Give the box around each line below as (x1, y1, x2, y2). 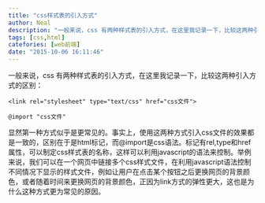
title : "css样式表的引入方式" (8, 11, 99, 20)
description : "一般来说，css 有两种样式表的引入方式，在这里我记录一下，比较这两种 (8, 26, 254, 34)
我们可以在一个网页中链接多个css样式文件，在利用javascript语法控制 (28, 157, 252, 166)
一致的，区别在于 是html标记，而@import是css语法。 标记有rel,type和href (14, 138, 252, 146)
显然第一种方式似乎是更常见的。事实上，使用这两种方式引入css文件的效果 (8, 127, 248, 137)
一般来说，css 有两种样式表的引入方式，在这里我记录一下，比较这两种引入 (8, 71, 250, 79)
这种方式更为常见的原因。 (21, 186, 105, 196)
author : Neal (8, 19, 51, 27)
